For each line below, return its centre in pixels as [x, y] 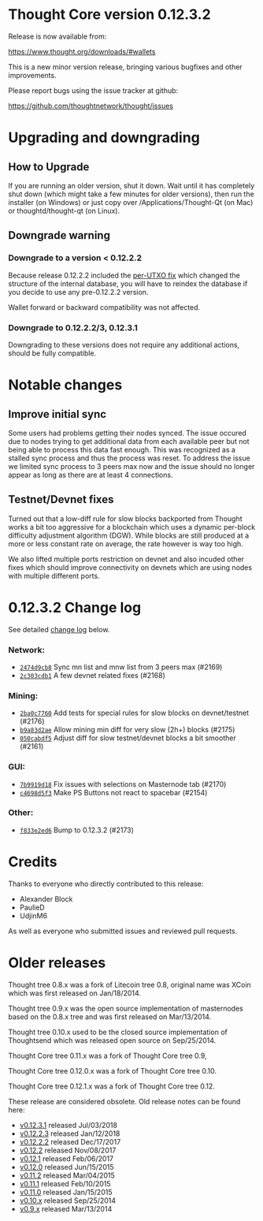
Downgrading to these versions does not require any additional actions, [124, 344]
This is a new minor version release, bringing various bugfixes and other [125, 67]
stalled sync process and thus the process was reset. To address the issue [129, 458]
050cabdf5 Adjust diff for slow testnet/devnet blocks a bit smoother [128, 738]
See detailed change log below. [59, 629]
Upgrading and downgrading [104, 138]
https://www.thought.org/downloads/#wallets [82, 51]
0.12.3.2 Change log [75, 607]
